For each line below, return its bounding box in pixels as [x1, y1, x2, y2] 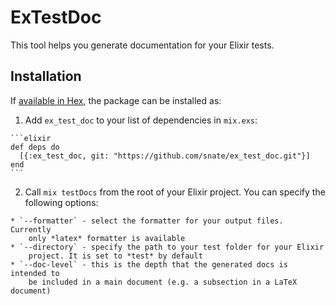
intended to [10, 268, 60, 278]
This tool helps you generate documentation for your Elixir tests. [10, 39, 275, 51]
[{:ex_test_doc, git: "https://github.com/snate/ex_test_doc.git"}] [19, 151, 311, 161]
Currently [10, 224, 52, 235]
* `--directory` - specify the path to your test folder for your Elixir [10, 242, 325, 252]
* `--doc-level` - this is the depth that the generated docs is [10, 259, 288, 270]
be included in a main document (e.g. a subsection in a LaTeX [28, 277, 298, 287]
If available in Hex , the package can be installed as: [10, 94, 222, 106]
